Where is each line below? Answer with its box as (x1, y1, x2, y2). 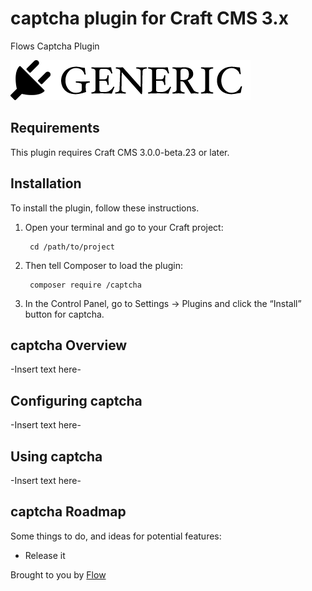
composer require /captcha (29, 280, 142, 290)
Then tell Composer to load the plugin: (24, 259, 183, 271)
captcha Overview (10, 337, 128, 354)
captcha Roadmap (10, 503, 127, 521)
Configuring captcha (10, 392, 143, 409)
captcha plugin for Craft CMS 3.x (10, 7, 289, 30)
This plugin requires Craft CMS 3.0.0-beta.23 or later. (10, 146, 230, 158)
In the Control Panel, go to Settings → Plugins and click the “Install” (24, 297, 302, 309)
